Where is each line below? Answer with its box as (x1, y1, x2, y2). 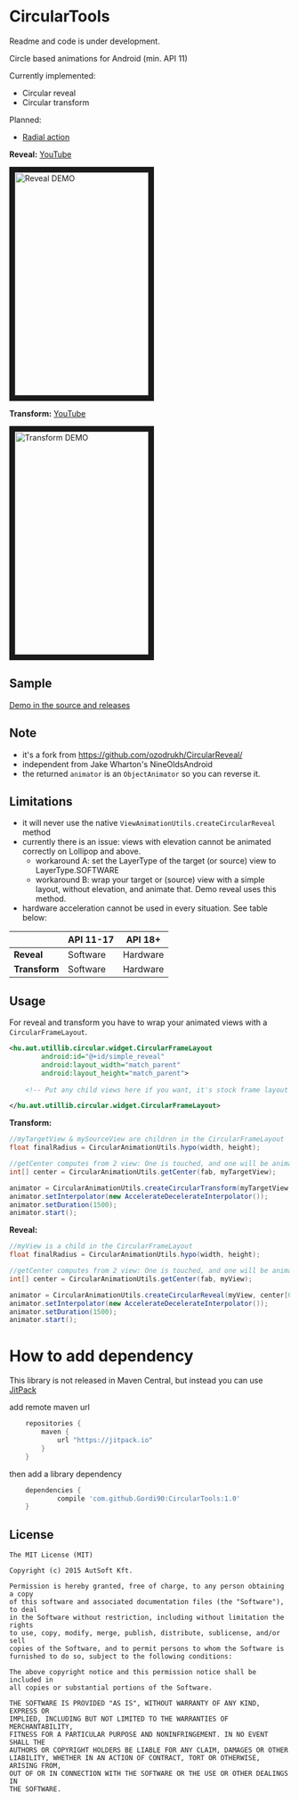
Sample (9, 676, 53, 691)
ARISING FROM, (9, 1762, 62, 1771)
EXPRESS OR (9, 1706, 50, 1716)
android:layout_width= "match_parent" (41, 1060, 181, 1070)
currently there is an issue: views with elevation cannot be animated (21, 837, 271, 847)
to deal (9, 1606, 38, 1615)
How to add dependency (9, 1345, 194, 1366)
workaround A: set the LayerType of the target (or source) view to (35, 855, 277, 866)
